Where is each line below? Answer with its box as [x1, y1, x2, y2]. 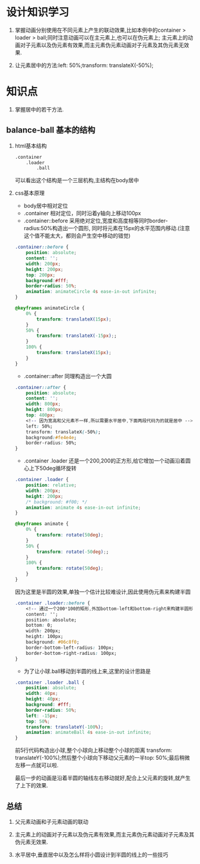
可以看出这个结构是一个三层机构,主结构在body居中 [14, 177, 139, 184]
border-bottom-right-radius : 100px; [26, 650, 117, 656]
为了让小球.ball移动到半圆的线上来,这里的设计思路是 [23, 667, 151, 675]
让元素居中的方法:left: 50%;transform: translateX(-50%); [14, 61, 154, 69]
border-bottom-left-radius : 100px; [26, 645, 115, 651]
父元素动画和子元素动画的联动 [14, 818, 88, 825]
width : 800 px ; [26, 401, 61, 407]
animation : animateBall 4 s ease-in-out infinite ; [26, 729, 152, 736]
